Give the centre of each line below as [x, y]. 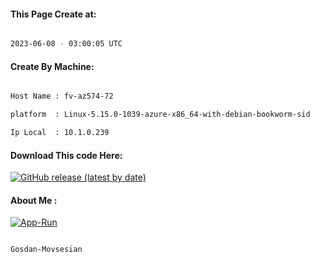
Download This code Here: [66, 155]
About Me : [34, 200]
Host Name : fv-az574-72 [62, 96]
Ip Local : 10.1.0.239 [60, 133]
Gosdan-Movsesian [46, 250]
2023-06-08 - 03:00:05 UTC [66, 44]
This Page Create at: [53, 14]
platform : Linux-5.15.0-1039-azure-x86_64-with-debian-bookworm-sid [160, 115]
